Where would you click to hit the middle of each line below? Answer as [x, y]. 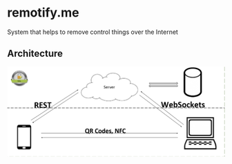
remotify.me [43, 13]
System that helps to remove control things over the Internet [93, 32]
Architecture [35, 54]
